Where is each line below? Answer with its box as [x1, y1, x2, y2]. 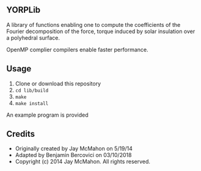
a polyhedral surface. [6, 34, 60, 42]
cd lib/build [15, 87, 49, 93]
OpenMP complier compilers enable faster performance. [6, 46, 148, 53]
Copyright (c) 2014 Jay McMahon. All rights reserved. [15, 158, 151, 166]
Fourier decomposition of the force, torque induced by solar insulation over [6, 27, 196, 35]
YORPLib [6, 5, 41, 15]
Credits [6, 129, 35, 139]
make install [15, 100, 49, 106]
